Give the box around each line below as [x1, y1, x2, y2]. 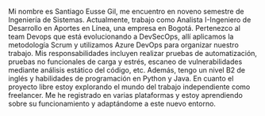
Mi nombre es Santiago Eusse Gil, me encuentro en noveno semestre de [8, 7, 244, 16]
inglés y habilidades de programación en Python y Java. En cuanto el [8, 74, 234, 83]
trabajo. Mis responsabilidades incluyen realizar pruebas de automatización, [8, 49, 258, 58]
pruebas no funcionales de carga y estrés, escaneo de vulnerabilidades [8, 57, 243, 66]
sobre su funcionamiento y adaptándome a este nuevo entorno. [8, 99, 217, 108]
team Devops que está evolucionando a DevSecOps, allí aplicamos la [8, 32, 234, 41]
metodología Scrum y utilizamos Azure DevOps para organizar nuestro [8, 40, 240, 50]
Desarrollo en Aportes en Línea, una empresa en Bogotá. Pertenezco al [8, 24, 240, 32]
